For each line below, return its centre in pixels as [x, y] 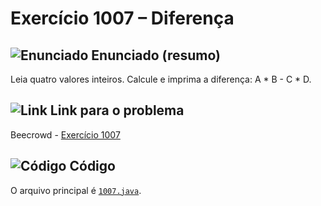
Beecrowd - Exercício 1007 [65, 134]
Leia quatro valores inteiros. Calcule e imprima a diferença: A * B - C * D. [161, 79]
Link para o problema [117, 110]
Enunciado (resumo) [156, 55]
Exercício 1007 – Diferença [122, 18]
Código [92, 166]
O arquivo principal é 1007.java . [76, 190]
